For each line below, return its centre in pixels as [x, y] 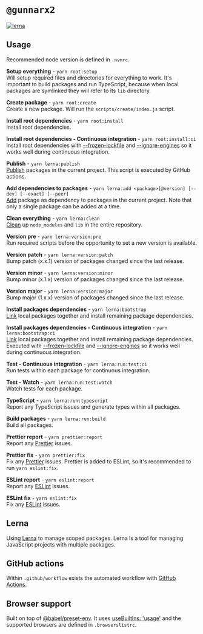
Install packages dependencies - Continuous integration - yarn [87, 327]
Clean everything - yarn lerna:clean [53, 218]
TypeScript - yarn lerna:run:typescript [57, 400]
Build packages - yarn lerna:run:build [56, 418]
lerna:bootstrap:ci [31, 333]
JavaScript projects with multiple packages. [61, 544]
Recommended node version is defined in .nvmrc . [68, 60]
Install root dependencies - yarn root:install [65, 120]
